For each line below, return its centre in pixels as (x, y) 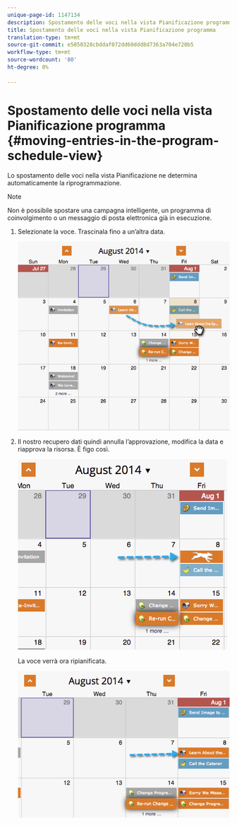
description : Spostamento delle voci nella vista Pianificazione (105, 22)
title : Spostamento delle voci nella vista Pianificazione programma (112, 30)
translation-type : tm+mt (44, 37)
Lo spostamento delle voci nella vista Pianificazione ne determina (102, 175)
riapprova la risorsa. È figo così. (63, 449)
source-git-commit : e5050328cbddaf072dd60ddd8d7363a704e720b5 (101, 45)
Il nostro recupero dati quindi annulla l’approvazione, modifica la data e (120, 442)
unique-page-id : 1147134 (44, 15)
